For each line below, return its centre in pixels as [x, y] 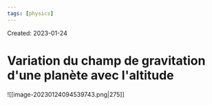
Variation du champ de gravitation [106, 61]
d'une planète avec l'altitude [91, 75]
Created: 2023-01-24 [37, 33]
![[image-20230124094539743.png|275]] [66, 94]
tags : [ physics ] [30, 13]
